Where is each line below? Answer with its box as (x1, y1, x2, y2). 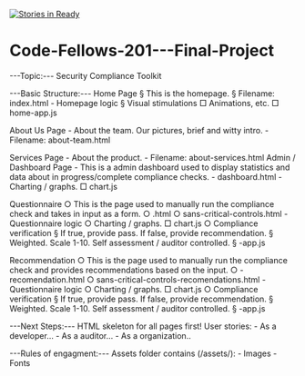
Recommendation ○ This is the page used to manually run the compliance (9, 254, 289, 265)
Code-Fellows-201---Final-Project (9, 41, 275, 61)
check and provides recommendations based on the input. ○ (9, 264, 239, 275)
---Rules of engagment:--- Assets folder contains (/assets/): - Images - (9, 348, 278, 359)
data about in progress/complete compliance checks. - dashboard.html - (9, 171, 282, 182)
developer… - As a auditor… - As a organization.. (9, 330, 191, 341)
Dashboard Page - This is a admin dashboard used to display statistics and (9, 162, 290, 173)
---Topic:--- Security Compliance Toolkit (9, 70, 162, 81)
